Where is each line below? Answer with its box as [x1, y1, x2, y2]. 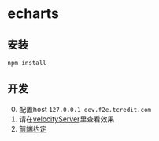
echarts [7, 5, 60, 23]
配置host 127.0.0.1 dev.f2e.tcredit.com [18, 104, 151, 114]
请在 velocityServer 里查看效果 [18, 114, 115, 124]
